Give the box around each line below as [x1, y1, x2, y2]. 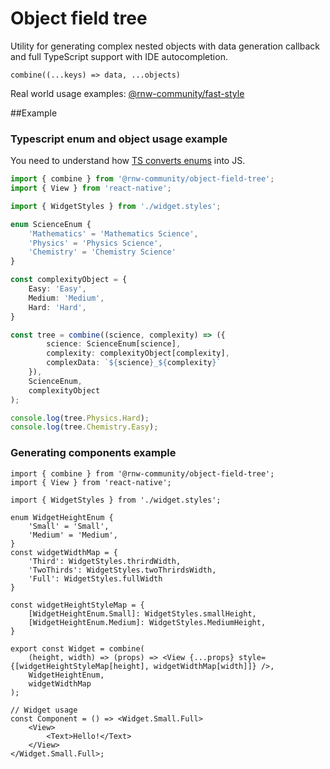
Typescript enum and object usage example [10, 132, 228, 146]
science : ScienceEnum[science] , [46, 339, 182, 349]
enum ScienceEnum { [10, 219, 92, 229]
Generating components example [10, 446, 177, 460]
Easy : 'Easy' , [28, 284, 87, 294]
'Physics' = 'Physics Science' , [28, 238, 163, 248]
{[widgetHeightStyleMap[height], [10, 661, 150, 671]
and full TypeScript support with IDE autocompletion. [10, 50, 228, 62]
